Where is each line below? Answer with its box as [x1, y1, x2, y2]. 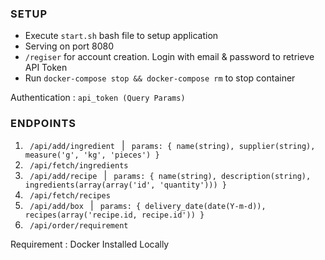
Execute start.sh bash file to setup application [24, 30, 219, 42]
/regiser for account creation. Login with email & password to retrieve [24, 51, 315, 63]
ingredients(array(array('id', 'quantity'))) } [24, 180, 227, 190]
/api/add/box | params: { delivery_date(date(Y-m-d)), [29, 199, 267, 211]
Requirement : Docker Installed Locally [10, 238, 170, 250]
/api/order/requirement [29, 220, 129, 231]
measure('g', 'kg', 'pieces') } [24, 150, 160, 160]
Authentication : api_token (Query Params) [10, 92, 186, 104]
